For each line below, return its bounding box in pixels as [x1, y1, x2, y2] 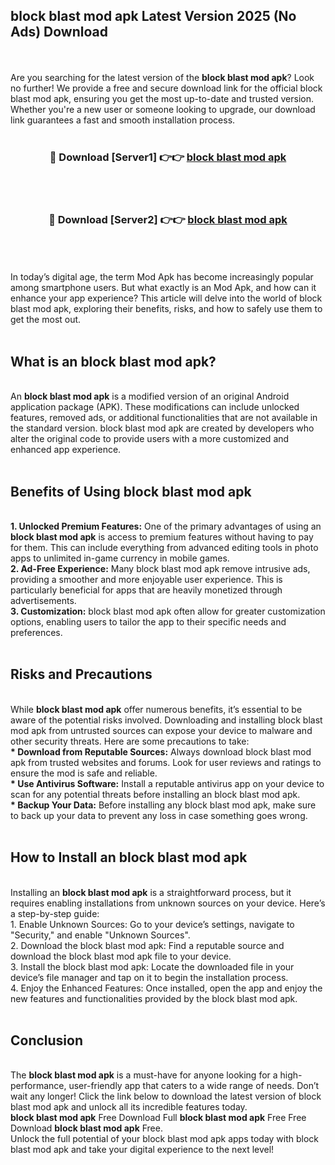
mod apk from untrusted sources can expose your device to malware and [10, 724, 313, 736]
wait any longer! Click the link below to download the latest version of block [10, 1090, 322, 1103]
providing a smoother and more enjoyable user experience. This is [10, 574, 283, 586]
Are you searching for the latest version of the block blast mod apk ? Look [10, 71, 315, 83]
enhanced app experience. [10, 444, 122, 456]
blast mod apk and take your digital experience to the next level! [10, 1144, 275, 1156]
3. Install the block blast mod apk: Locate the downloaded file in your [10, 960, 295, 973]
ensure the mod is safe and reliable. [10, 767, 158, 779]
